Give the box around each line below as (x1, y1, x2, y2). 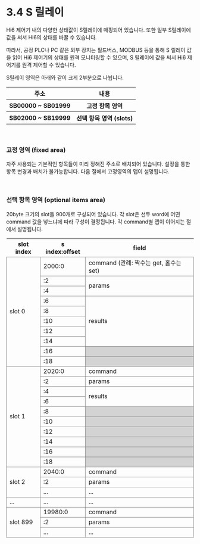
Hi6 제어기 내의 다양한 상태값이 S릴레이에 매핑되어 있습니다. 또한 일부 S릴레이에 (6, 26, 192, 33)
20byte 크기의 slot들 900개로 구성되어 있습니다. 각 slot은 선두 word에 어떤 (6, 210, 180, 217)
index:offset (45, 247, 80, 256)
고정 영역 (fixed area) (6, 145, 66, 154)
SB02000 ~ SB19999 (9, 114, 71, 122)
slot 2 (10, 477, 26, 486)
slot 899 (10, 518, 33, 526)
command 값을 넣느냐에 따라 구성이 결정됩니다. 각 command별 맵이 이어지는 (6, 218, 185, 225)
